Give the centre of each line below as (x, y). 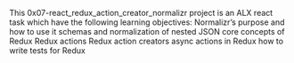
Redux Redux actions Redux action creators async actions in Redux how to (146, 41)
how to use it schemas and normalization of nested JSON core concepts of (147, 31)
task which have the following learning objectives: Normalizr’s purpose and (147, 22)
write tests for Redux (48, 51)
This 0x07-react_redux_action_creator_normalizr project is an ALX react (141, 13)
